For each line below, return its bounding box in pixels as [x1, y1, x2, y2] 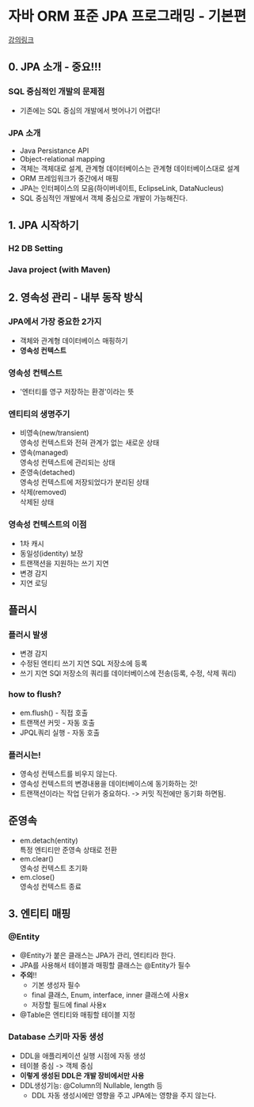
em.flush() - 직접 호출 [19, 708, 89, 717]
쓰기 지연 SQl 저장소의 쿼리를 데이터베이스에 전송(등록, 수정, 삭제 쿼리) [19, 668, 237, 678]
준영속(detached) [19, 468, 75, 477]
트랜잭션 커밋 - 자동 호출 [19, 717, 95, 727]
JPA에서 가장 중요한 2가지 [8, 316, 102, 327]
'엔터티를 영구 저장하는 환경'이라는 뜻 [19, 387, 135, 397]
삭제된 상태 [19, 497, 55, 507]
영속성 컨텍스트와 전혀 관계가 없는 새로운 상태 [19, 438, 160, 447]
